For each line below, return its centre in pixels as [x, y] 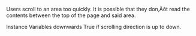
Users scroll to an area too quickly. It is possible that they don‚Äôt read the [98, 9]
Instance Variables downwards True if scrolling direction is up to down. [94, 27]
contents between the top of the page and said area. [71, 15]
